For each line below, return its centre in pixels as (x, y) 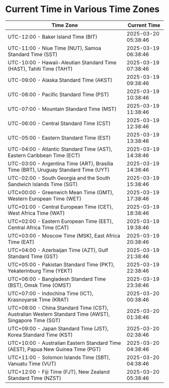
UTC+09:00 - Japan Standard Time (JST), (58, 328)
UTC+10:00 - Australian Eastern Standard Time (64, 343)
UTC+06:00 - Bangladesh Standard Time (57, 279)
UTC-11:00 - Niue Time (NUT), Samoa (55, 48)
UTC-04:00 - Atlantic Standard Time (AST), (60, 149)
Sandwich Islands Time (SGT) (43, 184)
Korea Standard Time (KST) (40, 335)
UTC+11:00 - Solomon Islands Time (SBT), (59, 357)
